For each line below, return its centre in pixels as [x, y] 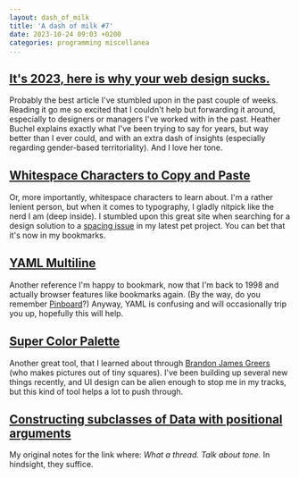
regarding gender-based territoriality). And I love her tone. [116, 147]
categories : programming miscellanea [79, 42]
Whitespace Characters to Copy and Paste [130, 176]
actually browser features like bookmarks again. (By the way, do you [135, 294]
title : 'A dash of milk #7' [62, 26]
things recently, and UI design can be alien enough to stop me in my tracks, [148, 382]
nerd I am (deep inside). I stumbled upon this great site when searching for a [150, 216]
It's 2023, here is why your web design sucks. [140, 78]
